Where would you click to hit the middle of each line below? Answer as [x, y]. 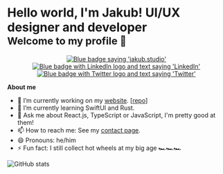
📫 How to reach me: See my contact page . [79, 130]
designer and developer [77, 27]
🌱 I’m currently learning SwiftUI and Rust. [76, 108]
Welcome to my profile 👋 [67, 41]
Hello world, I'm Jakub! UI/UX [94, 13]
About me [22, 87]
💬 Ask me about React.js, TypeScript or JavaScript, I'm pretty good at [116, 115]
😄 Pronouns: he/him [46, 140]
